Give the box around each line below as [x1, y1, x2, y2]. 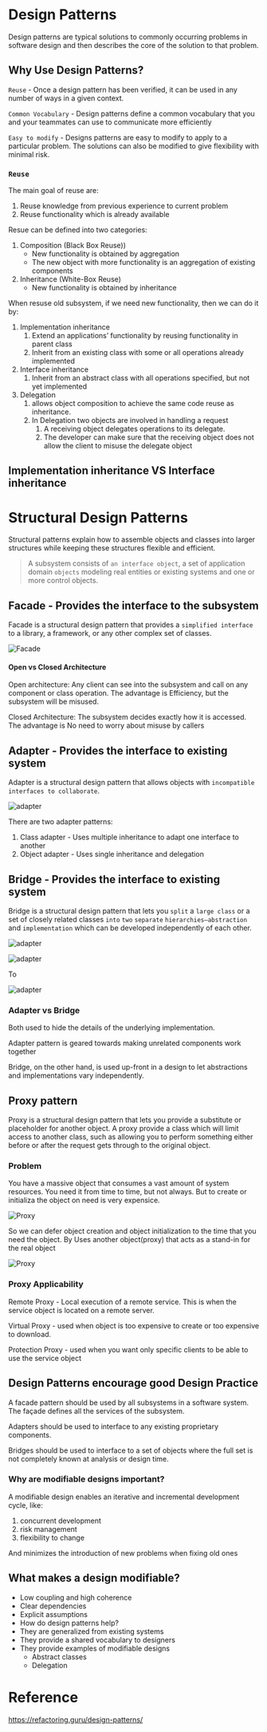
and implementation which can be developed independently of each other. [8, 923, 253, 933]
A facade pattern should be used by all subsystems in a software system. [8, 1398, 249, 1407]
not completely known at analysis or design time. [8, 1454, 169, 1463]
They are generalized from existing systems [19, 1626, 164, 1636]
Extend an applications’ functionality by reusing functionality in [31, 331, 238, 341]
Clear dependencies [19, 1601, 87, 1611]
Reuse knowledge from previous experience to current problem [19, 201, 229, 211]
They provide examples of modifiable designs [19, 1643, 170, 1653]
